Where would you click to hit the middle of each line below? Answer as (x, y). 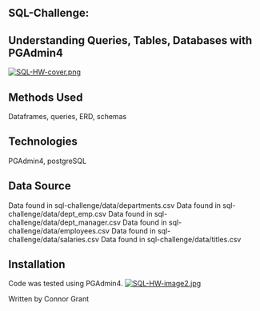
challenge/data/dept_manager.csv (65, 222)
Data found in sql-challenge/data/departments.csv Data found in (115, 205)
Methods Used (46, 97)
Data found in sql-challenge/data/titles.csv (171, 239)
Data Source (40, 186)
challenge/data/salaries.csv (54, 239)
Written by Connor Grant (49, 299)
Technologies (43, 142)
